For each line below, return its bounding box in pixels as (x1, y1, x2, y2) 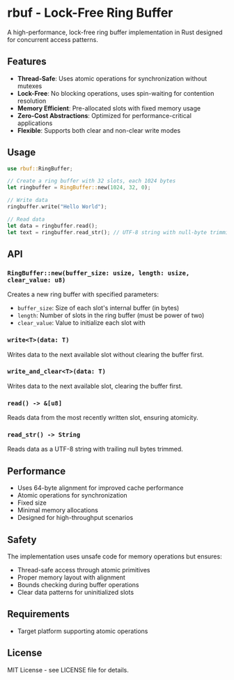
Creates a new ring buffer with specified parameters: (7, 290, 159, 298)
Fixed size (17, 498, 47, 507)
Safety (7, 533, 37, 546)
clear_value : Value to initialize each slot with (17, 319, 146, 327)
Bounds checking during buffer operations (17, 581, 139, 589)
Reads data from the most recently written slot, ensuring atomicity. (7, 414, 198, 422)
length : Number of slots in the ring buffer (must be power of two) (17, 311, 205, 319)
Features (7, 56, 47, 68)
